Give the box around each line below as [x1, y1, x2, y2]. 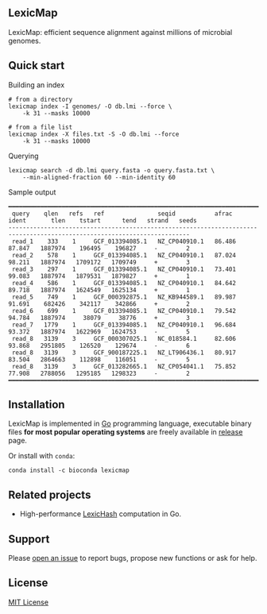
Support [8, 532, 50, 546]
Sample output [8, 187, 56, 197]
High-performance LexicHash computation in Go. [19, 509, 182, 519]
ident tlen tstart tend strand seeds [8, 216, 197, 225]
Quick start [8, 59, 65, 72]
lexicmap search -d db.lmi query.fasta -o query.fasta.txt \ [8, 166, 215, 174]
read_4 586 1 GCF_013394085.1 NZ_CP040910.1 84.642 [11, 279, 237, 287]
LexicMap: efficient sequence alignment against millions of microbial [8, 27, 233, 37]
